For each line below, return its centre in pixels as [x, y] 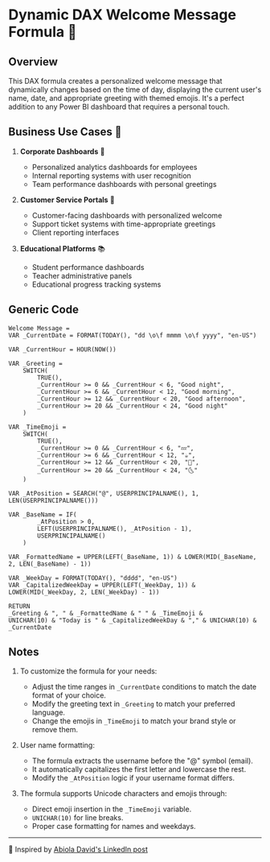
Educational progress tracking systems [96, 284]
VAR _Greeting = [35, 363]
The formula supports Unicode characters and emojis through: [123, 794]
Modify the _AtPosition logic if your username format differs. [133, 778]
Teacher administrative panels [82, 276]
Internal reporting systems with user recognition [111, 176]
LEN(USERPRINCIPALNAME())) [53, 500]
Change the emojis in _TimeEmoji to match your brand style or [134, 721]
